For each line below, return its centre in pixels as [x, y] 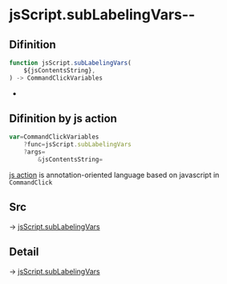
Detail [24, 252]
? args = [34, 152]
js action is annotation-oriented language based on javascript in [114, 175]
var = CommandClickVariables [54, 137]
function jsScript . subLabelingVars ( [70, 63]
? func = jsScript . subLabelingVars [77, 145]
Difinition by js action [63, 119]
